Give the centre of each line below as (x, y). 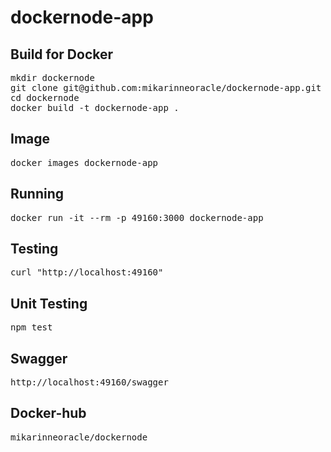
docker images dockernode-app (84, 162)
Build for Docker (62, 54)
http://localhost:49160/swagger (89, 382)
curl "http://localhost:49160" (87, 272)
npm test (31, 327)
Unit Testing (49, 303)
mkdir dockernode (52, 77)
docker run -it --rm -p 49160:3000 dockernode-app (137, 217)
